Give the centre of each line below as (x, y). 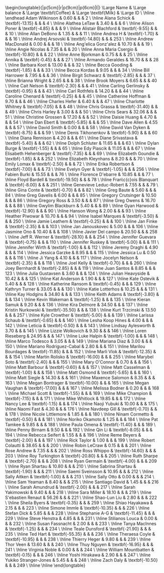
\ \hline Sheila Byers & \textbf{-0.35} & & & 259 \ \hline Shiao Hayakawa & (79, 503)
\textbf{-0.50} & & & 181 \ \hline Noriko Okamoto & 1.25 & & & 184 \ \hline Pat (82, 419)
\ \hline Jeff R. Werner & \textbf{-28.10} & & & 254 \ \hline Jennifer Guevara (81, 237)
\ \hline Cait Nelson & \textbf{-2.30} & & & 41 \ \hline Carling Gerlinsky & (77, 86)
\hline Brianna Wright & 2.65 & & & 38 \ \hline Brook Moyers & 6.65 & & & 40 (81, 80)
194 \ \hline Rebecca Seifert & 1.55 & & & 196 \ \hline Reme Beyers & (73, 435)
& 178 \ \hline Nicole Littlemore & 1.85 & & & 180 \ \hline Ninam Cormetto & (79, 414)
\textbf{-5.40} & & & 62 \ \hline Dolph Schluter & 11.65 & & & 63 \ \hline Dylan (82, 143)
